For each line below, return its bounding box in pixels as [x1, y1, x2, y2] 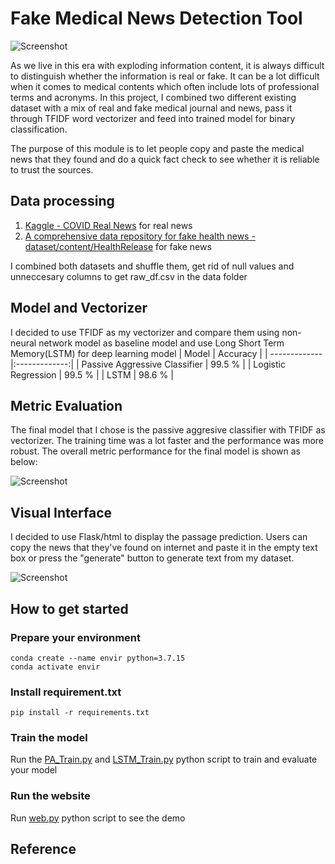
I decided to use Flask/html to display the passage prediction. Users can [10, 531, 308, 543]
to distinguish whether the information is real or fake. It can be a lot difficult [10, 70, 320, 82]
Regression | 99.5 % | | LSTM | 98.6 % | [10, 368, 174, 381]
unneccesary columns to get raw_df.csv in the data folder [10, 270, 248, 282]
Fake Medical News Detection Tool [10, 7, 303, 30]
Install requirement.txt [10, 685, 122, 699]
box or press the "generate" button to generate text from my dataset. [10, 552, 295, 564]
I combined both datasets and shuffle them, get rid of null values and [10, 260, 295, 272]
